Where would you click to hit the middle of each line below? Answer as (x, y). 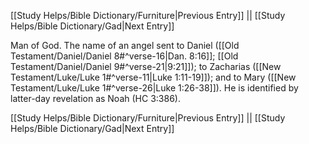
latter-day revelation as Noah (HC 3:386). (95, 98)
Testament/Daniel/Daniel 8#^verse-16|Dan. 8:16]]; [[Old (124, 56)
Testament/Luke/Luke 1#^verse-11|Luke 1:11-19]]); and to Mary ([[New (153, 77)
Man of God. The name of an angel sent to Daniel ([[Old (125, 45)
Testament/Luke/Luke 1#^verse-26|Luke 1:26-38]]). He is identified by (154, 88)
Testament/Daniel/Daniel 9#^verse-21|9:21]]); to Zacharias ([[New (146, 66)
